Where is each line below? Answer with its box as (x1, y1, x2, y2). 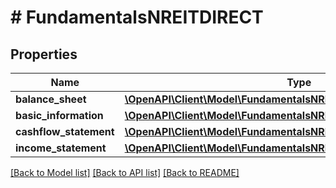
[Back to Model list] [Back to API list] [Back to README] (10, 167, 240, 178)
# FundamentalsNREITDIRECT (10, 6, 264, 29)
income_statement (15, 141, 107, 155)
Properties (10, 46, 78, 63)
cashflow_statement (15, 125, 115, 138)
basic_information (15, 109, 104, 122)
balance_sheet (15, 92, 87, 106)
